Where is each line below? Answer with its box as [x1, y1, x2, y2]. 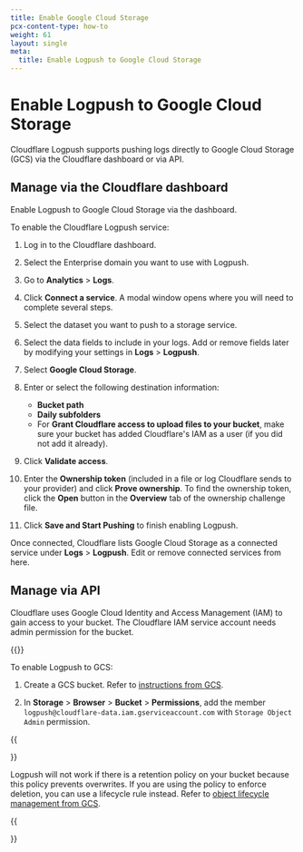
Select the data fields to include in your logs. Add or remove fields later [23, 337, 289, 348]
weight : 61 [10, 30, 52, 39]
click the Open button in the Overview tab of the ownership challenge [23, 492, 286, 503]
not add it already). [36, 438, 108, 449]
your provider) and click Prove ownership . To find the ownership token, [23, 482, 292, 493]
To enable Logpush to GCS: [10, 661, 113, 672]
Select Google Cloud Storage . [23, 364, 137, 375]
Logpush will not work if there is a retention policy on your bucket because [10, 768, 289, 779]
